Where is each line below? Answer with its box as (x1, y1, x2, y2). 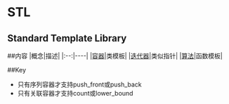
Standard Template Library (7, 32, 127, 44)
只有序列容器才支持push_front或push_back (17, 80, 142, 89)
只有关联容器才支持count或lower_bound (17, 89, 133, 97)
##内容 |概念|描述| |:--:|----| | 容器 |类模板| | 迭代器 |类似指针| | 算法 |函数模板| (7, 52, 223, 60)
